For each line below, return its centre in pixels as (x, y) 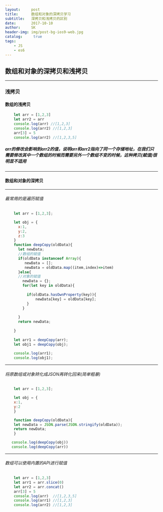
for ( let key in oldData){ (49, 286)
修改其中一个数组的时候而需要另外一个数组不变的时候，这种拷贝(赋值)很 (85, 155)
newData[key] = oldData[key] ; (66, 299)
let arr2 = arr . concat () (39, 487)
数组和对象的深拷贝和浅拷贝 (47, 71)
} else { (24, 272)
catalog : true (24, 37)
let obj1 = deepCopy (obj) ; (41, 344)
